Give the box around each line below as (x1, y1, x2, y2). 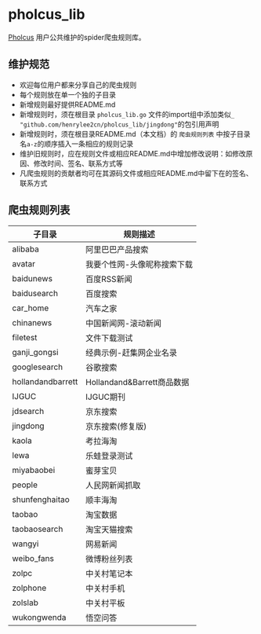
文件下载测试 (85, 332, 133, 343)
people (12, 479, 38, 490)
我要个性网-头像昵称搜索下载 (85, 258, 194, 269)
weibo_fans (12, 552, 55, 563)
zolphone (12, 582, 47, 593)
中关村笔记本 (85, 568, 133, 579)
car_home (12, 302, 49, 313)
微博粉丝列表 (85, 553, 133, 564)
